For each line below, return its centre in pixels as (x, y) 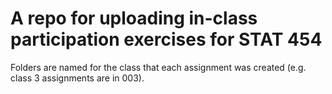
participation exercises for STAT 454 (166, 39)
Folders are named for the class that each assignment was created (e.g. (158, 67)
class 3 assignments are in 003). (77, 78)
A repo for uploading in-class (134, 18)
